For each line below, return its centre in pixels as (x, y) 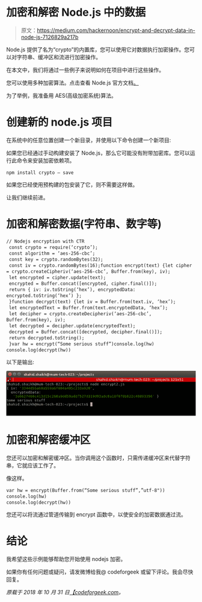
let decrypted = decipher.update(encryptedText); (72, 326)
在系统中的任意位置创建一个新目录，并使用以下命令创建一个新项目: (89, 140)
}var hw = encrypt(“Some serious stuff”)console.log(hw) (81, 344)
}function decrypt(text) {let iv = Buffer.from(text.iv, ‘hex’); (92, 302)
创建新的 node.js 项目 (60, 122)
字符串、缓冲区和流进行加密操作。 (59, 57)
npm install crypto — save (40, 173)
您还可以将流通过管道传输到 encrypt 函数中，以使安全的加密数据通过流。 (96, 514)
